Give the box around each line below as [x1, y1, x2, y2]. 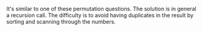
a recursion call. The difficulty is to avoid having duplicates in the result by [6, 12, 194, 19]
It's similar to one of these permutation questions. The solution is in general [6, 5, 197, 12]
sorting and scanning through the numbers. [6, 18, 116, 25]
